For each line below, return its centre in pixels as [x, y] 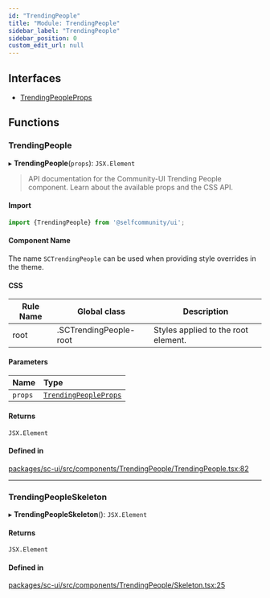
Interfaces [35, 78]
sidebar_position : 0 [43, 38]
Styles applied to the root [201, 330]
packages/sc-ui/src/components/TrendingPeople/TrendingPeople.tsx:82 [129, 468]
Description [206, 311]
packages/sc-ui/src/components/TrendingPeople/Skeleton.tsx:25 [117, 585]
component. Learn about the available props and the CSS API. [131, 187]
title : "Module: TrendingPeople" [64, 23]
